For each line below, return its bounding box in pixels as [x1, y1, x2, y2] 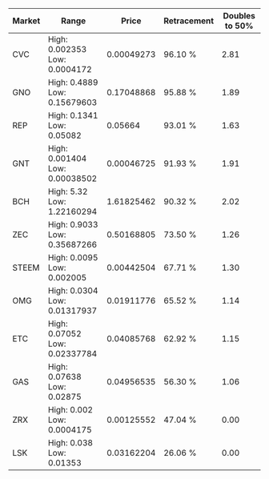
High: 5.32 [47, 186, 88, 197]
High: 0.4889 [47, 77, 98, 87]
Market [12, 15, 41, 26]
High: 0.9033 [47, 219, 98, 230]
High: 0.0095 [47, 252, 98, 263]
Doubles [223, 10, 256, 21]
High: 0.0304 [47, 285, 98, 296]
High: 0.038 [47, 437, 94, 448]
